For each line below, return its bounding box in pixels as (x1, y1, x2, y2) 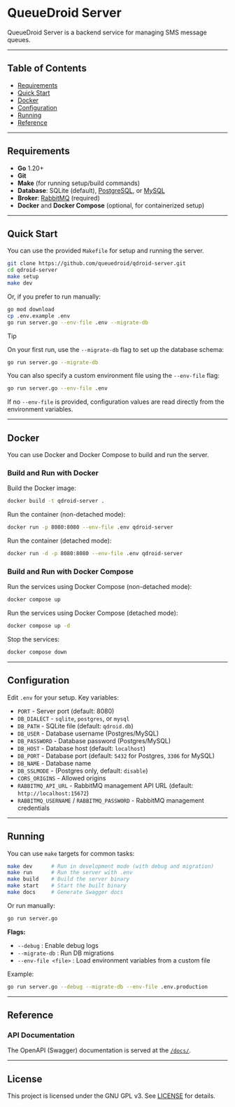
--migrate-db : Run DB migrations (17, 949, 114, 957)
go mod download (7, 306, 55, 313)
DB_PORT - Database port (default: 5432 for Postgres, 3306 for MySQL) (17, 752, 215, 760)
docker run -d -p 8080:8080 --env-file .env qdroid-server (7, 550, 183, 557)
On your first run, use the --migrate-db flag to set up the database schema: (7, 345, 225, 353)
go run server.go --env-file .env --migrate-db (7, 319, 149, 326)
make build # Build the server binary (7, 876, 130, 883)
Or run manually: (7, 901, 55, 909)
